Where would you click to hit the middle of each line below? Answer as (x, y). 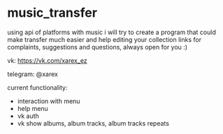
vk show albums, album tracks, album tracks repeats (93, 123)
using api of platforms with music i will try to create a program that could (112, 32)
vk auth (28, 116)
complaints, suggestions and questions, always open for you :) (97, 47)
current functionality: (37, 87)
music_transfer (52, 13)
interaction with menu (49, 101)
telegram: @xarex (33, 74)
